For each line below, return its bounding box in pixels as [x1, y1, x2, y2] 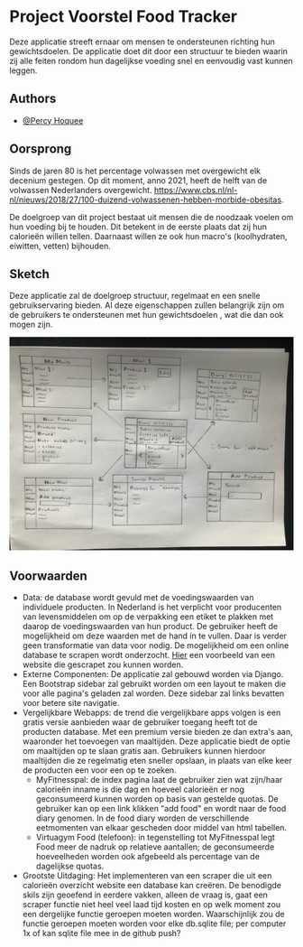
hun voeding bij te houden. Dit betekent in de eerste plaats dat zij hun [9, 221, 268, 232]
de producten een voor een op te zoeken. [22, 765, 178, 775]
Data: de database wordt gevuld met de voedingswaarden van [22, 592, 254, 603]
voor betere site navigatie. [22, 698, 120, 709]
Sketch [9, 266, 50, 282]
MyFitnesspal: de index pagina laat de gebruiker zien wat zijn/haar [35, 775, 283, 785]
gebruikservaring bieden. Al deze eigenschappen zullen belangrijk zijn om [9, 300, 285, 311]
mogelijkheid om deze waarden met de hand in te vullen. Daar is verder [22, 630, 287, 642]
